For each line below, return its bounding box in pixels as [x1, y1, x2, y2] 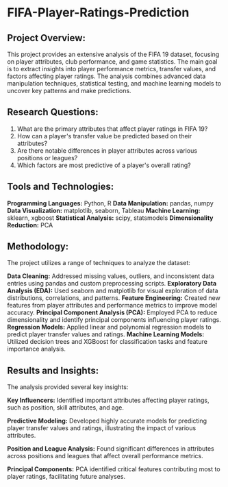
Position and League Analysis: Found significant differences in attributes [7, 445, 214, 453]
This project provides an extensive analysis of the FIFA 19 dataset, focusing [7, 50, 220, 58]
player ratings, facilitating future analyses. [7, 473, 125, 481]
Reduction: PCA [7, 221, 53, 229]
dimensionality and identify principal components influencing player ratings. [7, 316, 221, 324]
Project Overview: [7, 32, 86, 44]
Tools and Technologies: [7, 181, 114, 192]
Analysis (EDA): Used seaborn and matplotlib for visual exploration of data [7, 286, 218, 295]
